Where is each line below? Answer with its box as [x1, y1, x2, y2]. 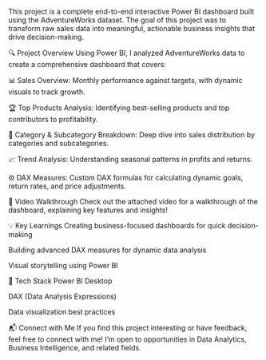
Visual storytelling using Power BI [8, 261, 118, 270]
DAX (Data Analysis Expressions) [8, 291, 117, 301]
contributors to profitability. [8, 115, 98, 124]
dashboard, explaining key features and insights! [8, 205, 168, 215]
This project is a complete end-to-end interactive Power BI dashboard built [8, 7, 255, 16]
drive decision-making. [8, 32, 85, 42]
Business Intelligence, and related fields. [8, 343, 141, 352]
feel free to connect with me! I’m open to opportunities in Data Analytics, [8, 334, 247, 344]
